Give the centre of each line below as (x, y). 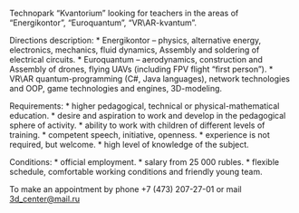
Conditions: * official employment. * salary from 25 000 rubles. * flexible (144, 162)
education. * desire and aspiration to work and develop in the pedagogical (148, 116)
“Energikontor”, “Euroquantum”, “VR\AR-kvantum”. (103, 23)
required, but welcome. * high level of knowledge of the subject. (129, 145)
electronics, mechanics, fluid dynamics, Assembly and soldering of (135, 50)
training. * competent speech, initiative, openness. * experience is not (140, 135)
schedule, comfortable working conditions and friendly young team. (136, 172)
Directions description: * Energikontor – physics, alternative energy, (135, 40)
